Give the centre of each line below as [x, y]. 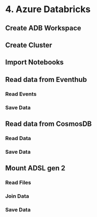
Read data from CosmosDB [48, 124]
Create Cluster [29, 45]
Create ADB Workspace [43, 28]
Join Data [17, 196]
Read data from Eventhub [46, 79]
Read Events [21, 94]
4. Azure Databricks [48, 9]
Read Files [18, 183]
